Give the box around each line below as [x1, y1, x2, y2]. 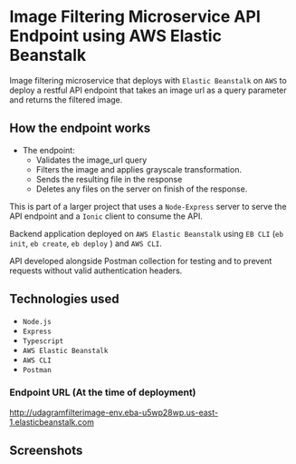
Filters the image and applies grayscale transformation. [35, 163, 243, 174]
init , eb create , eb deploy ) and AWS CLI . [9, 238, 163, 249]
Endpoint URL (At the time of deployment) [9, 386, 196, 399]
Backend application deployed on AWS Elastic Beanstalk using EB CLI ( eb [9, 228, 283, 239]
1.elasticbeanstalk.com [9, 416, 95, 428]
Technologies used [9, 291, 119, 307]
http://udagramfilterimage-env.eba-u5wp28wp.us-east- [9, 407, 219, 418]
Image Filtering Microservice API [9, 6, 261, 27]
